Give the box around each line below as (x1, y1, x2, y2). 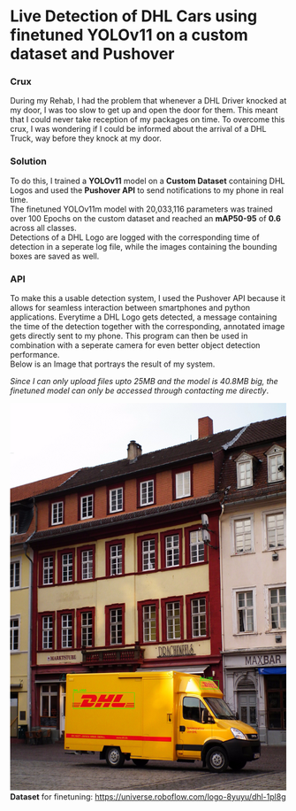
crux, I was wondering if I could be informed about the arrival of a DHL (10, 124, 267, 135)
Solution (10, 155, 48, 167)
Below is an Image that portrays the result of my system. (10, 359, 216, 369)
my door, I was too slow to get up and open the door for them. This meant (10, 104, 278, 116)
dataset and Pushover (10, 44, 175, 64)
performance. (10, 350, 60, 360)
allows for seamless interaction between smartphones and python (10, 303, 251, 313)
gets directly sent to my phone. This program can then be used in (10, 330, 248, 342)
